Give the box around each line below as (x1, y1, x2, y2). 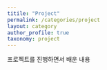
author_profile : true (7, 29, 70, 36)
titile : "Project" (7, 10, 60, 17)
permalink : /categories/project (7, 16, 100, 23)
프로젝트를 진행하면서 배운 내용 (7, 56, 91, 64)
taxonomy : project (7, 36, 60, 43)
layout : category (7, 23, 57, 30)
